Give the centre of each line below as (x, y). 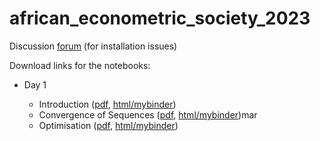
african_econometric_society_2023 (160, 18)
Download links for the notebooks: (80, 65)
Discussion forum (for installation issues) (93, 46)
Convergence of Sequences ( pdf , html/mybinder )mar (148, 114)
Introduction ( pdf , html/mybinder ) (107, 104)
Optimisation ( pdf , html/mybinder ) (108, 125)
